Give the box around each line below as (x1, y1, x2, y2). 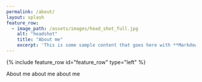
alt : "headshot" (17, 31, 58, 37)
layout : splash (6, 14, 44, 20)
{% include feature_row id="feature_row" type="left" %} (6, 58, 146, 66)
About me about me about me (6, 70, 80, 77)
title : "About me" (17, 37, 63, 42)
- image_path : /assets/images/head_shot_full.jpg (11, 25, 138, 32)
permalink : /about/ (6, 8, 55, 15)
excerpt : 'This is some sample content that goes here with (17, 42, 171, 48)
